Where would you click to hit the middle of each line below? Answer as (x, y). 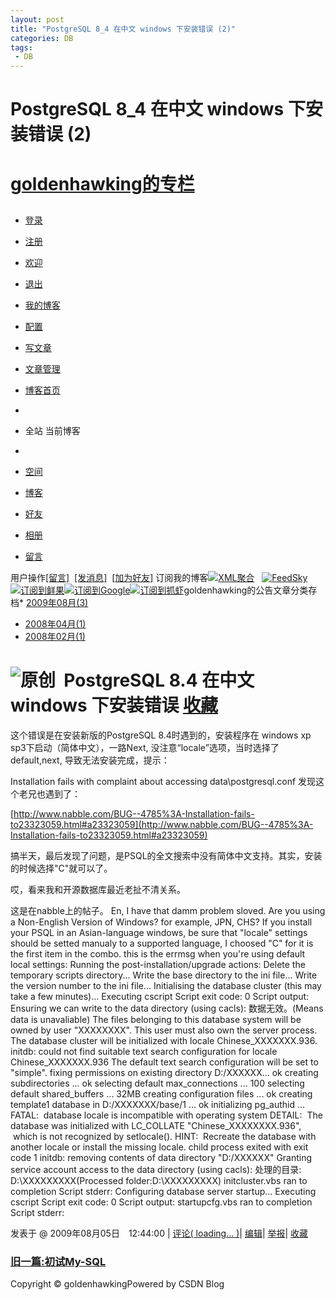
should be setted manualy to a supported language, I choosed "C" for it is (162, 943)
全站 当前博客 (52, 430)
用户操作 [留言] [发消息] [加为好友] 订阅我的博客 (109, 577)
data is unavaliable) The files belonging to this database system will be (156, 1019)
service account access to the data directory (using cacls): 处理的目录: (156, 1169)
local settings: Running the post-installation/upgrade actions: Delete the (158, 964)
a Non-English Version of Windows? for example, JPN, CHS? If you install (161, 922)
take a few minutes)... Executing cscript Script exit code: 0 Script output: (160, 996)
